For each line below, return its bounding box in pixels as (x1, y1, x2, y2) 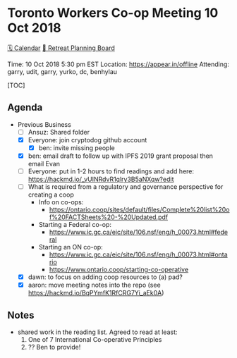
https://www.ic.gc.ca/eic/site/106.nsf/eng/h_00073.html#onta (49, 250, 228, 259)
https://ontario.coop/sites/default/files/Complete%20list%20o (49, 206, 230, 214)
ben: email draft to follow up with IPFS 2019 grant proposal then (28, 152, 214, 160)
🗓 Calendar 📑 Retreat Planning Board (7, 44, 115, 52)
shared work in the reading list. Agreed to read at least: (17, 328, 178, 336)
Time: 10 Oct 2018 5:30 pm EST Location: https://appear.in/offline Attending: (7, 60, 229, 68)
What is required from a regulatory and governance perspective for (28, 183, 224, 191)
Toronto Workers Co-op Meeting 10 (7, 5, 219, 21)
